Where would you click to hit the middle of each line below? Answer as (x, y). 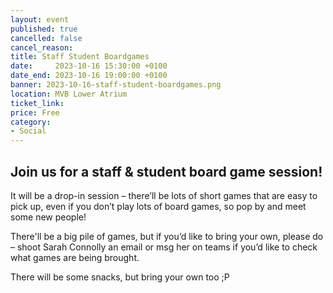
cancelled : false (46, 38)
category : (31, 122)
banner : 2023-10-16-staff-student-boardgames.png (116, 85)
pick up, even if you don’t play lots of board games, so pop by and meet (158, 206)
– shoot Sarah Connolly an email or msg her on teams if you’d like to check (164, 247)
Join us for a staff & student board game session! (166, 171)
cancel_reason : (42, 47)
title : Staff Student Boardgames (80, 57)
